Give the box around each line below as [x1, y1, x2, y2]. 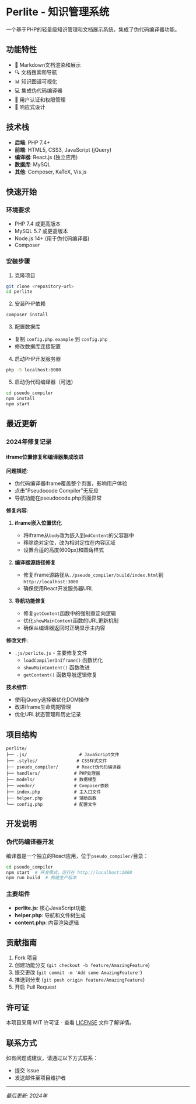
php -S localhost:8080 [6, 367, 61, 373]
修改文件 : [6, 637, 29, 644]
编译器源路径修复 [14, 559, 56, 566]
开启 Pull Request [14, 983, 57, 990]
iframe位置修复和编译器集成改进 [6, 453, 84, 460]
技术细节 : [6, 683, 29, 691]
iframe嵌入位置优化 [14, 519, 62, 527]
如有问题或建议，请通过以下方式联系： [6, 1055, 98, 1062]
